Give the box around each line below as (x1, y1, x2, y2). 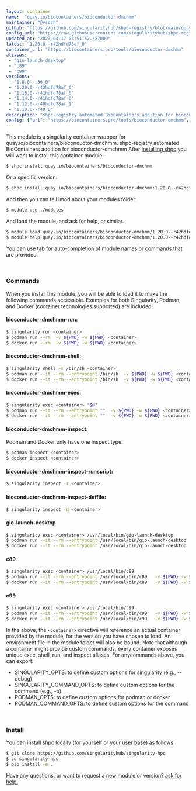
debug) (14, 675, 33, 682)
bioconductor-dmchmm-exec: (6, 389, 82, 396)
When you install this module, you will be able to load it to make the (6, 290, 168, 297)
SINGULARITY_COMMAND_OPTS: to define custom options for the (14, 681, 175, 688)
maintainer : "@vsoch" (6, 19, 59, 25)
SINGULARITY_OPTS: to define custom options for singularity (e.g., (14, 669, 176, 676)
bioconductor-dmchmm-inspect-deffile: (6, 493, 107, 500)
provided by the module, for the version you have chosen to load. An (6, 633, 171, 640)
